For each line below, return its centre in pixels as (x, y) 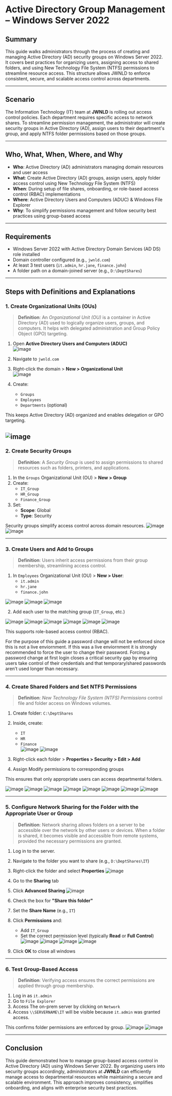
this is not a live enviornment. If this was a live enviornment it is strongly (81, 647)
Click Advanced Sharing (39, 890)
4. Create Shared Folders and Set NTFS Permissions (71, 687)
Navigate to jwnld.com (36, 359)
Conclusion (24, 1048)
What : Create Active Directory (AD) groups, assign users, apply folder (87, 178)
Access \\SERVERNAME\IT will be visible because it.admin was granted (86, 1012)
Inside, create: (28, 723)
